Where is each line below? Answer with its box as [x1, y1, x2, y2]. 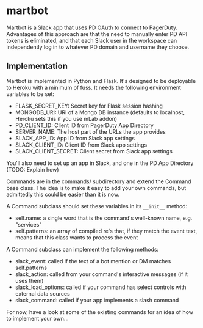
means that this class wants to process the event [15, 233, 138, 241]
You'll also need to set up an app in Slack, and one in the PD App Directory [6, 159, 194, 167]
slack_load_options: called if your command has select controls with [15, 283, 187, 291]
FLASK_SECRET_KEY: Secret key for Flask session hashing [15, 102, 163, 109]
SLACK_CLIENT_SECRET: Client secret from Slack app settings [15, 147, 173, 155]
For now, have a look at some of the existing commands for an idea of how [6, 308, 194, 315]
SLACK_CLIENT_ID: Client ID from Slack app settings [15, 141, 148, 148]
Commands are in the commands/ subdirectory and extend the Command [6, 178, 191, 185]
